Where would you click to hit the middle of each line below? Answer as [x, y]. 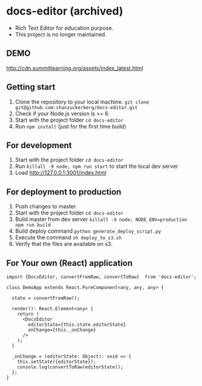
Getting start [31, 87]
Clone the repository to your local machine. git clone [82, 102]
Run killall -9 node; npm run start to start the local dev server [97, 166]
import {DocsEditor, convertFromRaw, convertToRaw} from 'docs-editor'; [102, 277]
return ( [28, 314]
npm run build [33, 225]
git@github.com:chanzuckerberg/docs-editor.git [76, 107]
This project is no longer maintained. [61, 34]
